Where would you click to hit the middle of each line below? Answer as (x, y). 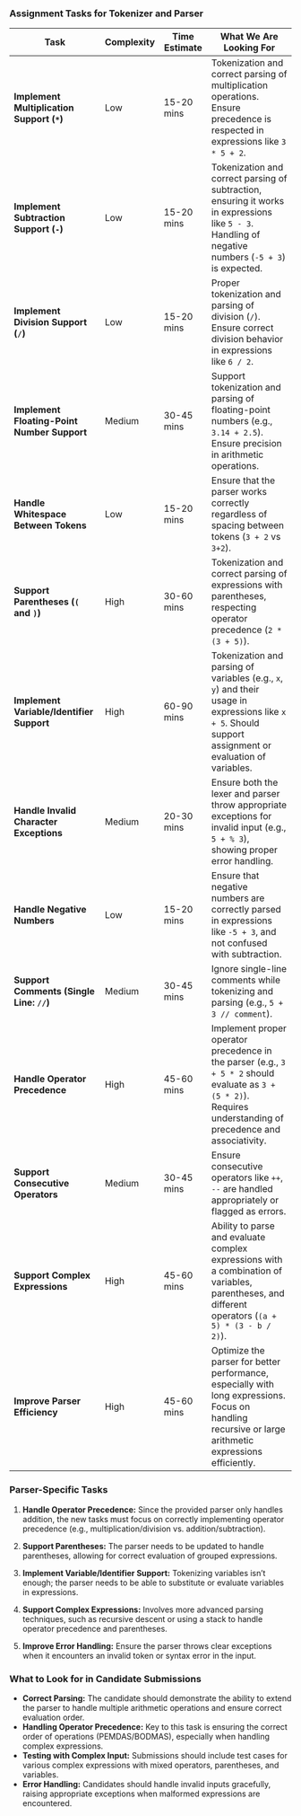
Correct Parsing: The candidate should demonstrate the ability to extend (157, 1698)
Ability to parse (243, 1226)
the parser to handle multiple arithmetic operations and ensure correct (152, 1707)
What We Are (249, 37)
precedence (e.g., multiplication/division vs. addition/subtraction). (144, 1529)
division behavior (247, 339)
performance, (240, 1373)
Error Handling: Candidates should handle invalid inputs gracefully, (146, 1784)
